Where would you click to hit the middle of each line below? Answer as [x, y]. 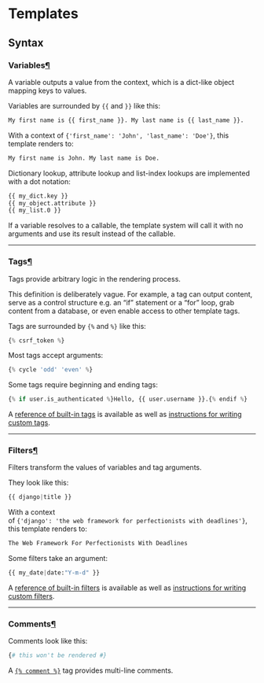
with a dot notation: [39, 181]
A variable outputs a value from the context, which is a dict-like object [121, 82]
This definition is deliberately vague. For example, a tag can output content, [130, 294]
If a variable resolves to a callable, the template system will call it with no [126, 226]
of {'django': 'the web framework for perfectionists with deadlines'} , [128, 521]
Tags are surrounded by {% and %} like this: [77, 326]
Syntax [26, 43]
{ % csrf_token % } [37, 340]
